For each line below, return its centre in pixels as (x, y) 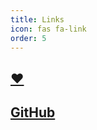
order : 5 (28, 38)
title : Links (37, 19)
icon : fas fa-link (48, 29)
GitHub (33, 112)
